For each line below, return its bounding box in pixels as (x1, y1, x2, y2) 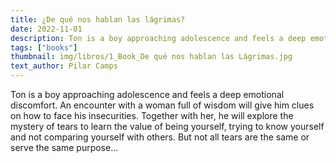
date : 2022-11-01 (10, 24, 83, 34)
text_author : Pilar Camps (10, 61, 118, 71)
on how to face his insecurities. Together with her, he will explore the (10, 110, 294, 121)
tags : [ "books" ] (10, 42, 78, 53)
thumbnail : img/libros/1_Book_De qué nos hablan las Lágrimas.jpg (10, 52, 293, 62)
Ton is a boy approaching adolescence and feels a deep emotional (10, 89, 285, 100)
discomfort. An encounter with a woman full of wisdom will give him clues (10, 99, 315, 111)
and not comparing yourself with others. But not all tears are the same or (10, 131, 310, 143)
